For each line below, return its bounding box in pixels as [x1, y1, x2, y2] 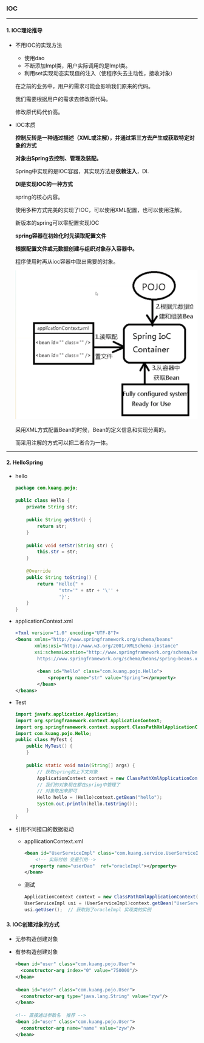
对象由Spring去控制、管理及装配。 [15, 154, 102, 162]
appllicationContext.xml [24, 837, 84, 845]
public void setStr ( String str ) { [26, 542, 114, 549]
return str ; [37, 523, 67, 529]
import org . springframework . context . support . [15, 724, 132, 730]
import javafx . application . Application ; [15, 711, 119, 717]
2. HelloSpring [6, 459, 44, 466]
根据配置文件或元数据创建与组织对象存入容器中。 [15, 245, 138, 252]
